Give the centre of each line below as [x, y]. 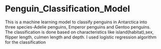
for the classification [25, 42]
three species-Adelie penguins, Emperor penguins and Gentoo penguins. [78, 27]
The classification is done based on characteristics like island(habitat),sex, [80, 32]
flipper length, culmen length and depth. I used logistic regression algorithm [81, 37]
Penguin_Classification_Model [67, 9]
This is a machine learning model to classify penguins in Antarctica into [76, 22]
